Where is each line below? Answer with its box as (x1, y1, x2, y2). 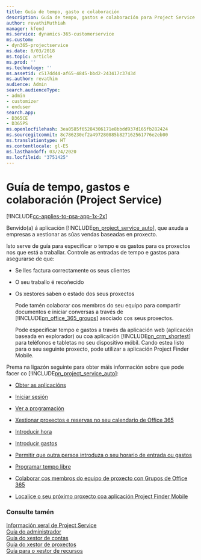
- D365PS (6, 121, 28, 127)
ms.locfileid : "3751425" (6, 154, 69, 160)
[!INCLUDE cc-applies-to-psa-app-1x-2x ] (6, 213, 108, 220)
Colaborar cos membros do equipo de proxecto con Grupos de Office (14, 475, 188, 482)
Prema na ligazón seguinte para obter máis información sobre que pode (6, 363, 185, 371)
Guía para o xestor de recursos (6, 547, 83, 554)
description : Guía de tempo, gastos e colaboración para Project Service (6, 14, 196, 20)
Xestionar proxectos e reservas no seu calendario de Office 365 (14, 416, 174, 424)
